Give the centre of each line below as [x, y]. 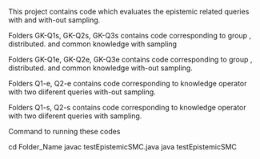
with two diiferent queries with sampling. [75, 116]
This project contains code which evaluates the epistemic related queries [129, 12]
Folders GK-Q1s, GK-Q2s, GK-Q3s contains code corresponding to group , [130, 36]
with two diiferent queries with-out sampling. [82, 92]
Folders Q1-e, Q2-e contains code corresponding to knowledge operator [128, 83]
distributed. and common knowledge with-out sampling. [101, 68]
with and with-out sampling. [54, 20]
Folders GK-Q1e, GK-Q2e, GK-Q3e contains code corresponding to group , [130, 60]
